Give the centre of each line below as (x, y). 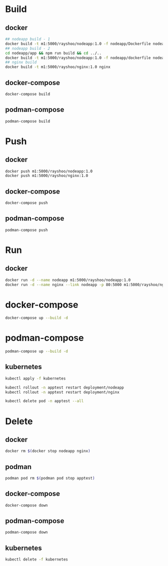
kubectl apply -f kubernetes (35, 378)
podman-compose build (28, 121)
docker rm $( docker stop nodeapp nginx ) (48, 451)
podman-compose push (27, 230)
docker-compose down (27, 505)
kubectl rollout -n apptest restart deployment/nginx (62, 392)
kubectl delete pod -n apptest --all (44, 401)
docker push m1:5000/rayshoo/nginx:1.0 (47, 176)
